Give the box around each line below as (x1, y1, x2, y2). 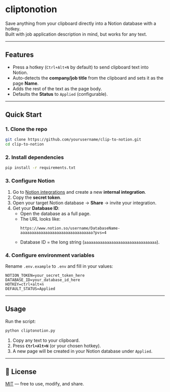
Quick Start (5, 111, 42, 119)
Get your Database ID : (12, 205, 60, 211)
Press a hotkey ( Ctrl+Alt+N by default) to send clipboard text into (12, 64, 149, 70)
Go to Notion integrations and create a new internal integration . (12, 189, 146, 195)
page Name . (12, 80, 39, 86)
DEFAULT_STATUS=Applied (5, 286, 56, 291)
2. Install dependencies (5, 154, 64, 161)
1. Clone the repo (5, 126, 48, 133)
